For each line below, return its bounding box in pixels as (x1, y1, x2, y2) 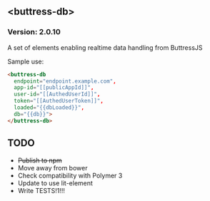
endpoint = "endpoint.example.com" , (14, 78, 116, 85)
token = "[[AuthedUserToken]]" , (14, 98, 104, 105)
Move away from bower (17, 163, 88, 172)
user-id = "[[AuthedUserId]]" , (14, 91, 101, 98)
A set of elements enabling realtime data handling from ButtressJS (7, 43, 203, 52)
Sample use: (7, 57, 44, 66)
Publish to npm (17, 156, 62, 165)
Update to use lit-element (17, 178, 93, 187)
